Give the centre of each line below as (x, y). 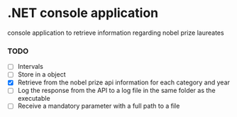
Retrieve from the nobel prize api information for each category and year (124, 82)
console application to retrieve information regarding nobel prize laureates (116, 33)
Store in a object (42, 74)
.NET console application (83, 13)
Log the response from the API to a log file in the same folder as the (116, 91)
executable (34, 99)
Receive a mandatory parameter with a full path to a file (99, 106)
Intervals (31, 67)
